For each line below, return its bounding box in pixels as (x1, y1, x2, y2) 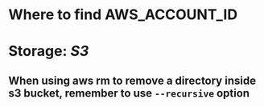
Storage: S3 (8, 42, 89, 61)
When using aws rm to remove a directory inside (8, 73, 256, 87)
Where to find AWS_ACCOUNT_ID (8, 6, 238, 24)
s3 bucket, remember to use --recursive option (8, 86, 250, 100)
